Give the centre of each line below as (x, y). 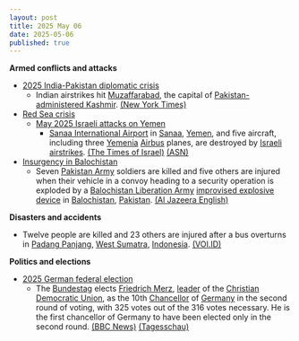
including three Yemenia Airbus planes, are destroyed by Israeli (166, 143)
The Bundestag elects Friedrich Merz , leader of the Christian (147, 289)
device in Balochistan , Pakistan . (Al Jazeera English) (132, 200)
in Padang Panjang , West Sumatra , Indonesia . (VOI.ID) (122, 244)
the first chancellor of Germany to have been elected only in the (153, 317)
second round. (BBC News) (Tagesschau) (112, 327)
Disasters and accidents (56, 217)
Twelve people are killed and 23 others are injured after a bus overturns (154, 235)
